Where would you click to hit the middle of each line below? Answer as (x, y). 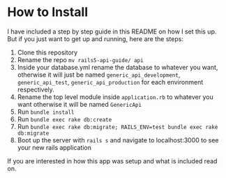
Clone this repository (47, 52)
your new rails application (54, 147)
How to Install (48, 12)
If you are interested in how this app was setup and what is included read (112, 161)
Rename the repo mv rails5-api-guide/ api (81, 59)
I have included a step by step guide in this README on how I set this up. (112, 31)
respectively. (36, 89)
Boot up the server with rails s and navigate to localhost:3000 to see (118, 140)
